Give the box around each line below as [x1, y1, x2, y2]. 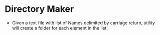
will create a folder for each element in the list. [12, 25, 108, 31]
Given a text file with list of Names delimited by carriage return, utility [12, 20, 155, 26]
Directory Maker [5, 3, 74, 15]
